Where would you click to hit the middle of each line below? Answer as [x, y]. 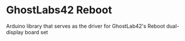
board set [36, 32]
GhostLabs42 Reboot [59, 10]
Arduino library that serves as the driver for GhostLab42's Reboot [85, 26]
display [15, 32]
